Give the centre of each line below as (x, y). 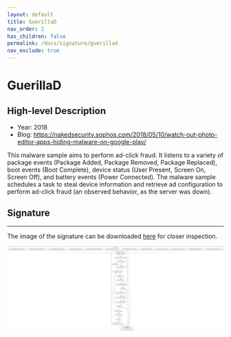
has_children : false (37, 36)
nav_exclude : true (33, 51)
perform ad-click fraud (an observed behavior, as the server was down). (109, 191)
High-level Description (57, 111)
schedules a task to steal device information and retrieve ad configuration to (115, 184)
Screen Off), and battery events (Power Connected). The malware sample (111, 177)
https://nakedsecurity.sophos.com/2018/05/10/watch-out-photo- (125, 135)
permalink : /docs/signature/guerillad (63, 44)
